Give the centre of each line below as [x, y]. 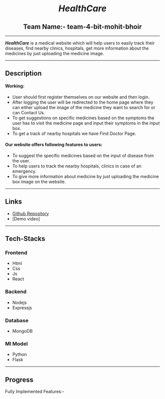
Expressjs [22, 308]
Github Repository [30, 213]
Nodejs [19, 302]
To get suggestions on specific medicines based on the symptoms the [83, 118]
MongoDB [22, 331]
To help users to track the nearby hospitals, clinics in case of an [77, 166]
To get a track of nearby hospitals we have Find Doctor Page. [74, 133]
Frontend [16, 252]
